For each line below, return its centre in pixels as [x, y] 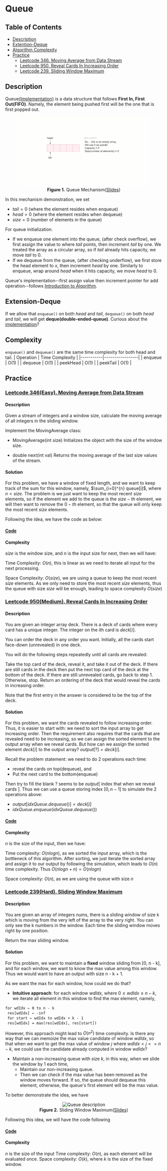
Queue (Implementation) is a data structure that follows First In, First [75, 98]
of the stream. [27, 461]
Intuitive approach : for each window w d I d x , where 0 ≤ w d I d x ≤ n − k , [84, 993]
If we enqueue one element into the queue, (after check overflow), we [84, 239]
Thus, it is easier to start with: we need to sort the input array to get [74, 728]
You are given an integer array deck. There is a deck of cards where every [82, 625]
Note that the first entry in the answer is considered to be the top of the [79, 695]
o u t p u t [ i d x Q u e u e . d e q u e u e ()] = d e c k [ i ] [52, 804]
